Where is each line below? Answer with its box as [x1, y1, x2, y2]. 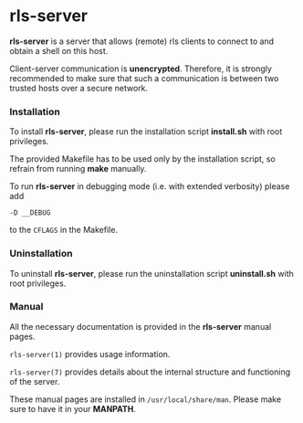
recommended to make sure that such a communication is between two [9, 72, 279, 83]
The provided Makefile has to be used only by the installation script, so [9, 153, 276, 164]
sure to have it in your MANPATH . [9, 403, 137, 414]
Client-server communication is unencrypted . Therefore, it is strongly [9, 63, 272, 74]
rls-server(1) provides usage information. [9, 348, 171, 359]
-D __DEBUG [9, 208, 51, 217]
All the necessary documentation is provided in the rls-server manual [9, 321, 272, 332]
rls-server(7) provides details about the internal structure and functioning [9, 366, 290, 377]
